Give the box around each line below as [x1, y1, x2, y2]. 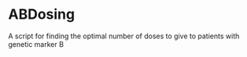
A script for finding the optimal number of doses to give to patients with [8, 31, 240, 41]
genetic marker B [8, 39, 65, 48]
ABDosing [8, 5, 76, 23]
